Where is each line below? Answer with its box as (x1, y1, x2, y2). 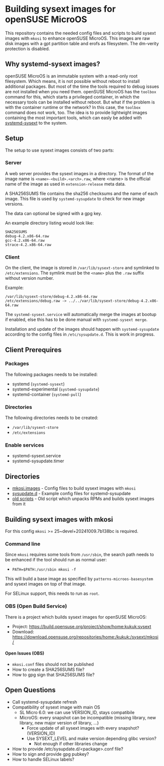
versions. (5, 201, 23, 207)
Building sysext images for (5, 3, 116, 15)
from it (12, 501, 26, 507)
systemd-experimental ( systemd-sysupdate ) (12, 386, 99, 392)
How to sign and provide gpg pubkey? (12, 751, 89, 757)
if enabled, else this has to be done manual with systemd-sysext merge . (5, 317, 148, 322)
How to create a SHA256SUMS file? (12, 666, 85, 672)
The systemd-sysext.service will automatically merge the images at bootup (5, 312, 157, 317)
